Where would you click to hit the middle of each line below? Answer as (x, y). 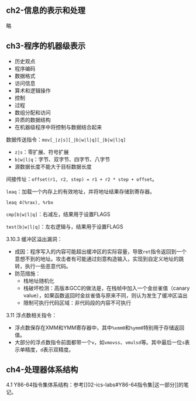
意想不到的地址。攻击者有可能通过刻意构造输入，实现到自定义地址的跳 (99, 259)
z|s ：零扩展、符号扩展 (42, 152)
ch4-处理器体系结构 (42, 370)
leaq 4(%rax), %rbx (30, 203)
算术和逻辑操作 (32, 90)
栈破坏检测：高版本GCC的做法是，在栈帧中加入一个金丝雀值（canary (106, 288)
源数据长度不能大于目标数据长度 (53, 166)
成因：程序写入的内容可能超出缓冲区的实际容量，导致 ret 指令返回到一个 (101, 251)
